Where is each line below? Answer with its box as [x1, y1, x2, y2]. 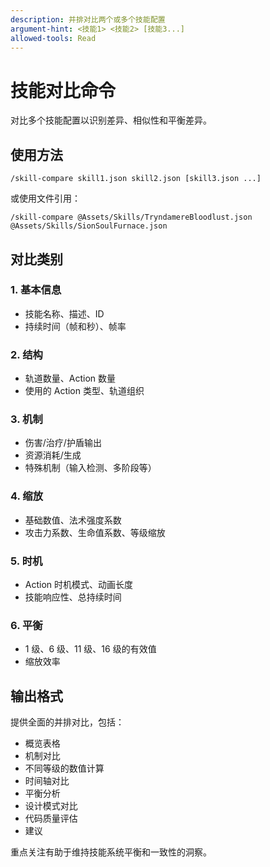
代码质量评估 [24, 812, 78, 825]
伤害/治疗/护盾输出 [24, 437, 102, 449]
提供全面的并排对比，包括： [10, 716, 125, 728]
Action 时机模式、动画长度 [24, 579, 134, 590]
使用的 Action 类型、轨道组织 [24, 385, 145, 397]
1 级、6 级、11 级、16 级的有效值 [24, 643, 157, 655]
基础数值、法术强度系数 [24, 514, 122, 526]
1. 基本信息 [10, 283, 62, 297]
